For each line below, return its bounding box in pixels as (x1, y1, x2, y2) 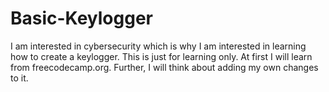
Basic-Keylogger (10, 7, 153, 30)
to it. (10, 72, 29, 84)
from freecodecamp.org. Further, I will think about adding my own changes (10, 61, 319, 73)
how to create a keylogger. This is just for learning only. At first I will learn (10, 50, 313, 62)
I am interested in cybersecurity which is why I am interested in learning (10, 40, 307, 52)
